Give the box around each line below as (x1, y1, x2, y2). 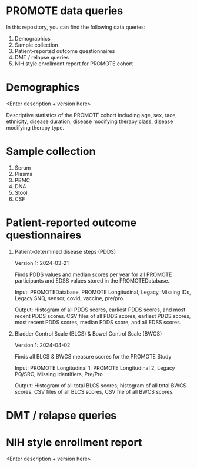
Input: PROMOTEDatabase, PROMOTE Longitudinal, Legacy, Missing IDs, (14, 288, 191, 296)
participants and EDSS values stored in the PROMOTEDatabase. (14, 277, 169, 284)
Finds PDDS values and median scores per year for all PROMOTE (14, 271, 172, 278)
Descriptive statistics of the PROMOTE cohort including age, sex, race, (6, 111, 178, 118)
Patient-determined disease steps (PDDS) (14, 248, 116, 255)
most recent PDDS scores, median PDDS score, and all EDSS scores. (14, 318, 182, 326)
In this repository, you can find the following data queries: (6, 24, 146, 31)
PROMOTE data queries (6, 4, 123, 18)
